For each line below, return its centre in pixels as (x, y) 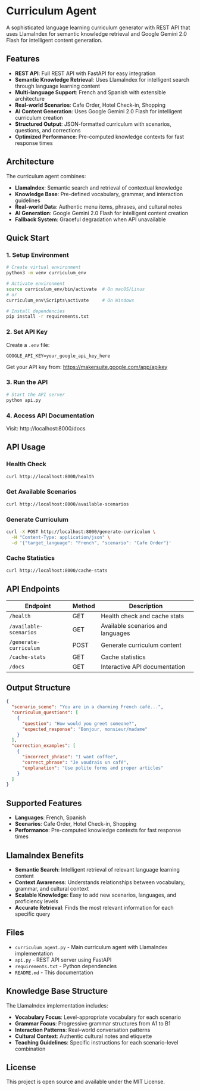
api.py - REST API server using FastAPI (63, 960)
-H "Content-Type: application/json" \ (61, 537)
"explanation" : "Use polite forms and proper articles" (93, 768)
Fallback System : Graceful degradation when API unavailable (90, 219)
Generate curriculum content (141, 645)
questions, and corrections (48, 130)
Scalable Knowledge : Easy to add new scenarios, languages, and (96, 895)
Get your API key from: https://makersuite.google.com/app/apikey (87, 367)
